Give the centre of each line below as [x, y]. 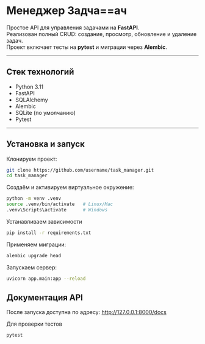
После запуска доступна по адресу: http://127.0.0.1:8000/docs [86, 312]
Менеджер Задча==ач [67, 11]
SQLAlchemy [31, 100]
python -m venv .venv [34, 199]
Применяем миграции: [36, 244]
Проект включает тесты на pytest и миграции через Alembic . [87, 47]
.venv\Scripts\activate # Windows [57, 210]
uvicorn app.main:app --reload [46, 279]
